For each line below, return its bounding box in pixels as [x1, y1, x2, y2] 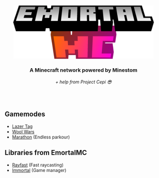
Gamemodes [4, 110, 45, 118]
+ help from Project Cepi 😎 [55, 79, 112, 85]
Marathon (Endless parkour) [11, 134, 70, 140]
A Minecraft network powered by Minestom [29, 66, 138, 73]
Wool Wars [11, 128, 34, 134]
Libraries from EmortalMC [4, 148, 87, 157]
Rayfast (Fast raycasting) [11, 161, 63, 168]
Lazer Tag [11, 123, 33, 129]
